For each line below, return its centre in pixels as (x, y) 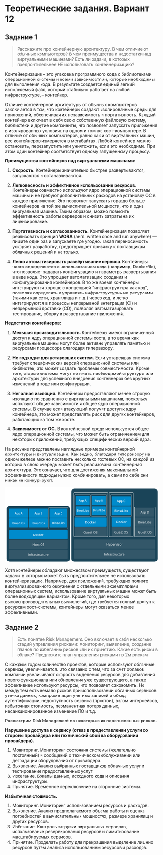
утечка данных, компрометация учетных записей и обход (65, 695)
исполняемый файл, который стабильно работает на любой (68, 90)
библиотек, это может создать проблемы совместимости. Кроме (81, 368)
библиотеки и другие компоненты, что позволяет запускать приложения (81, 125)
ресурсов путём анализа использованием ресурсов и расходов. (80, 848)
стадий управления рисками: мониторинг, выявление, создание (84, 644)
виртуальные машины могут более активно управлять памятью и (81, 343)
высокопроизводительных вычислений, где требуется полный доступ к (80, 601)
